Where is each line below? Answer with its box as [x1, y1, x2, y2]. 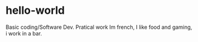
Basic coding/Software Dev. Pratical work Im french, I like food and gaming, [5, 23, 193, 31]
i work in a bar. [5, 29, 43, 37]
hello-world [5, 4, 65, 17]
